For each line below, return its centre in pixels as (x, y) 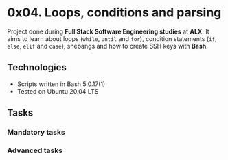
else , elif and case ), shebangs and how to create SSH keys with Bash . (107, 46)
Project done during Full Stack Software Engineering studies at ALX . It (108, 31)
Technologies (37, 67)
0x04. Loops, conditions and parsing (114, 13)
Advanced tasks (35, 150)
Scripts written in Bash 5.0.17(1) (61, 84)
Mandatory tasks (36, 133)
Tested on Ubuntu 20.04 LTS (58, 91)
